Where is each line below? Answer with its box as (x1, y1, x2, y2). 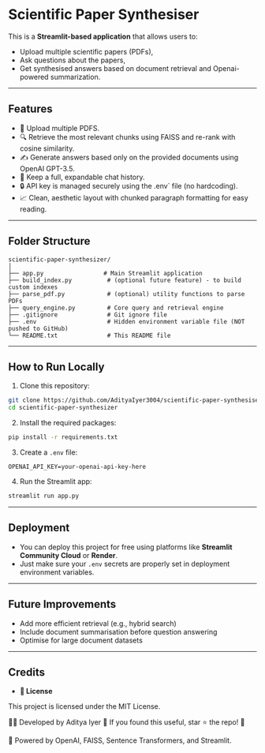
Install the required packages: (19, 418, 117, 428)
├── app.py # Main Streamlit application (8, 269, 203, 277)
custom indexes (8, 283, 58, 291)
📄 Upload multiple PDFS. (19, 123, 100, 133)
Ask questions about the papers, (19, 55, 126, 65)
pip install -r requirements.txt (8, 433, 118, 441)
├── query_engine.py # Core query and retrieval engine (8, 304, 224, 312)
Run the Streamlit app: (19, 477, 92, 486)
